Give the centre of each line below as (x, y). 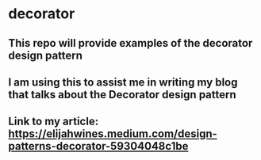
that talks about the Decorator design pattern (122, 95)
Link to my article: (54, 122)
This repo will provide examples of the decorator (130, 43)
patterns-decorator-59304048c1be (98, 146)
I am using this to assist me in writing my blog (123, 82)
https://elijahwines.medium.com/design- (113, 134)
